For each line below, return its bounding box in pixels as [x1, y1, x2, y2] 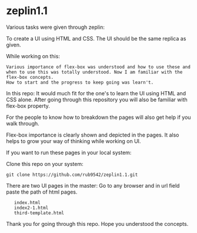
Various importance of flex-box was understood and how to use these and [6, 64, 191, 70]
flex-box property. [6, 102, 50, 109]
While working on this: [6, 52, 61, 59]
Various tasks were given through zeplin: [6, 24, 105, 31]
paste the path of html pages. [6, 188, 78, 195]
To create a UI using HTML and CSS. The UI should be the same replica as [6, 35, 186, 42]
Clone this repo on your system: [6, 160, 84, 167]
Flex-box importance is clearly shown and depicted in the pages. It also [6, 131, 179, 138]
